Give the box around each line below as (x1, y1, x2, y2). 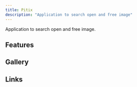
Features (5, 40, 34, 49)
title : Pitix (5, 7, 33, 13)
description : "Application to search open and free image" (5, 12, 133, 17)
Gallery (5, 58, 29, 66)
